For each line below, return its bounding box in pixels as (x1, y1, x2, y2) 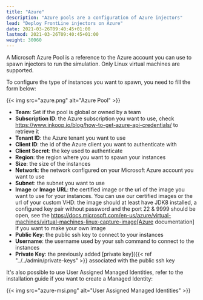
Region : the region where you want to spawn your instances (15, 154, 166, 161)
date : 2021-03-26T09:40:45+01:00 (6, 26, 91, 32)
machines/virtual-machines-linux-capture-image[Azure (15, 218, 154, 225)
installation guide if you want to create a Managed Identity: (6, 275, 153, 282)
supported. (6, 67, 34, 73)
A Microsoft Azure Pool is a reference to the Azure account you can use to (6, 54, 192, 61)
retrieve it (15, 128, 39, 135)
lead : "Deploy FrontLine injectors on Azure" (6, 20, 123, 26)
